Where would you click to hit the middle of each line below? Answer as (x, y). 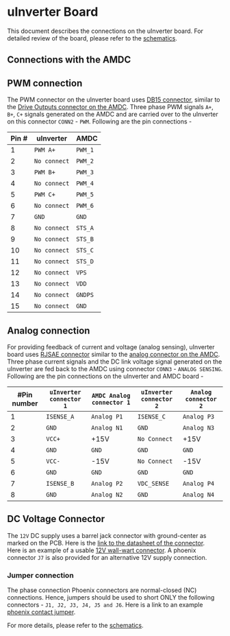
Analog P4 (199, 483)
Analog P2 (107, 483)
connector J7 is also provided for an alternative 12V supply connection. (107, 557)
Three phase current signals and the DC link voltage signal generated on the (115, 362)
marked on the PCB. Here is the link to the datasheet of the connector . (106, 543)
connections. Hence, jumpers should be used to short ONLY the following (111, 598)
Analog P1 (107, 416)
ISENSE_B (60, 483)
